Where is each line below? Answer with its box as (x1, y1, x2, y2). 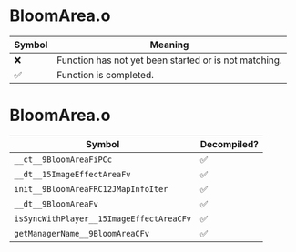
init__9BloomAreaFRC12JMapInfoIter (14, 184, 168, 194)
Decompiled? (199, 137, 260, 150)
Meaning (149, 38, 189, 51)
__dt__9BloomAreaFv (14, 198, 98, 209)
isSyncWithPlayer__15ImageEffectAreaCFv (14, 213, 191, 224)
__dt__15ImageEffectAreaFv (14, 169, 131, 179)
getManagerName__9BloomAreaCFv (14, 228, 150, 238)
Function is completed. (56, 68, 155, 81)
